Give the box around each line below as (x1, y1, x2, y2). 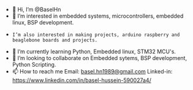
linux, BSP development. (12, 19, 74, 26)
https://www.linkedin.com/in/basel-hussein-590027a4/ (12, 77, 151, 84)
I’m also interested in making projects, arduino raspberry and (12, 32, 180, 38)
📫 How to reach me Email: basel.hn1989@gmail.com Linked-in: (12, 68, 173, 75)
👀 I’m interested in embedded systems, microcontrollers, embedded (12, 12, 184, 20)
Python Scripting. (12, 61, 56, 68)
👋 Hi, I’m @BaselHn (12, 6, 61, 13)
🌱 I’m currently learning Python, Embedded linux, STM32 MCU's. (12, 48, 176, 55)
